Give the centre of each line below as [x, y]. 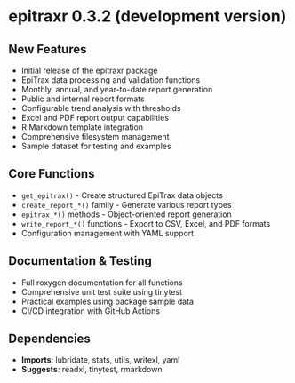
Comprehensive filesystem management [95, 136]
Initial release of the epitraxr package [89, 70]
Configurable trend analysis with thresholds [101, 108]
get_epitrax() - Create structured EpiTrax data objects [122, 195]
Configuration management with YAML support [108, 233]
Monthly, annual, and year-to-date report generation [117, 89]
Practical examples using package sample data [108, 301]
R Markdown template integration [82, 127]
